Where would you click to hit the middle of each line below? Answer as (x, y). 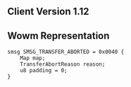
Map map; (33, 58)
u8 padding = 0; (44, 71)
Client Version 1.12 (48, 12)
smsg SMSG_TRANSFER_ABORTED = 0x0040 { (66, 52)
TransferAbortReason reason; (63, 64)
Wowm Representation (58, 36)
